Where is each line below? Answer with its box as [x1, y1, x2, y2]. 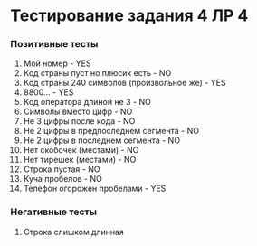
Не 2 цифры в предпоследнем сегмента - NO [23, 126, 200, 137]
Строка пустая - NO [23, 164, 100, 175]
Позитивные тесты [10, 38, 99, 51]
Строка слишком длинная [23, 226, 125, 237]
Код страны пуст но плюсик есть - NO [23, 68, 172, 79]
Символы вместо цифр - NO [23, 106, 133, 118]
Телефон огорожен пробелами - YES [23, 183, 167, 194]
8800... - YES [23, 87, 74, 98]
